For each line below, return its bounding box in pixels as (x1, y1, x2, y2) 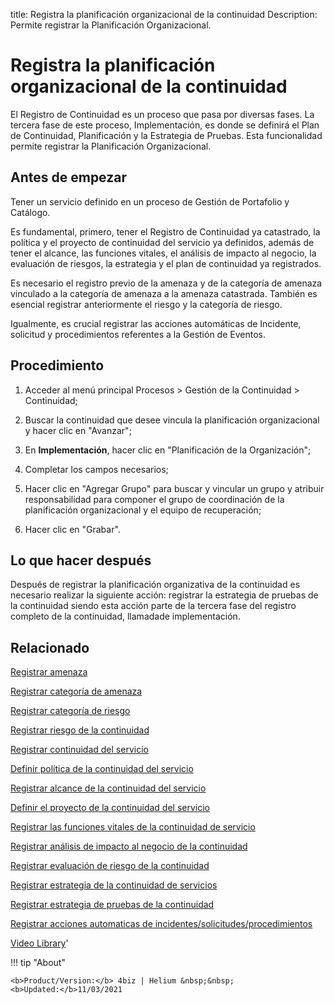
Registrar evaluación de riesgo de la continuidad (10, 860, 210, 872)
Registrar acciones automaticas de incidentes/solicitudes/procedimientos (10, 918, 313, 930)
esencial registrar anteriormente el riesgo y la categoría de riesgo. (10, 298, 283, 310)
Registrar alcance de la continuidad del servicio (10, 782, 207, 794)
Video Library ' (10, 937, 69, 949)
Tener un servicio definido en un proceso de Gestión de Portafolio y (10, 195, 290, 208)
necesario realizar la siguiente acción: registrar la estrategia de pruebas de (10, 589, 319, 601)
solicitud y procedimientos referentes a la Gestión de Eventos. (10, 328, 266, 340)
